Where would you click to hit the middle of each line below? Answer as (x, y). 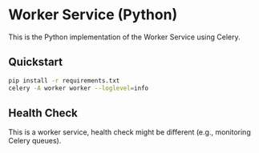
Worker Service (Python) (93, 15)
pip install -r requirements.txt (64, 81)
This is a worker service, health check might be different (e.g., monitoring (129, 132)
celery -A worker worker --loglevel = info (79, 88)
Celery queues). (35, 141)
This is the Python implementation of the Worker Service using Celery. (124, 37)
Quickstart (36, 62)
